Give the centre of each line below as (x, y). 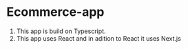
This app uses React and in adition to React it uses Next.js (99, 38)
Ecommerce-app (55, 12)
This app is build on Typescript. (61, 31)
